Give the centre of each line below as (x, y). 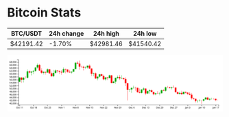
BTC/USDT (27, 34)
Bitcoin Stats (44, 13)
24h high (106, 34)
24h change (67, 34)
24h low (145, 34)
